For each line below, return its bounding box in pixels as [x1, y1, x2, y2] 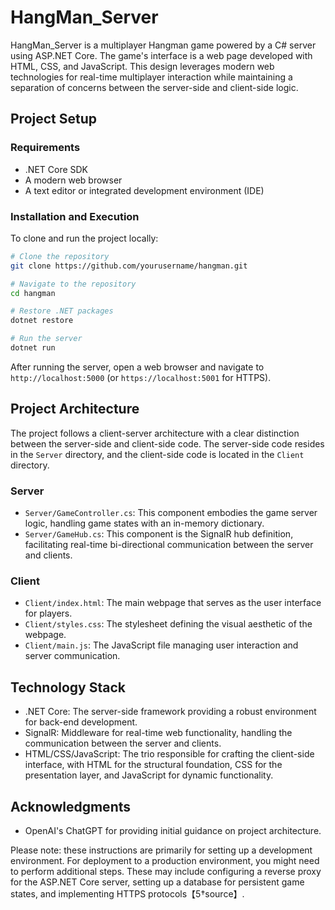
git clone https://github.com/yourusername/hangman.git [10, 261, 248, 271]
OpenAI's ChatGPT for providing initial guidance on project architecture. [24, 824, 322, 836]
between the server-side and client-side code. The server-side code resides [10, 437, 325, 450]
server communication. [24, 650, 121, 662]
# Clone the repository [10, 251, 110, 261]
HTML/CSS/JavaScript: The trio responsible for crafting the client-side [24, 748, 315, 760]
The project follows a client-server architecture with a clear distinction [10, 427, 300, 439]
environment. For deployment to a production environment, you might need [10, 854, 320, 866]
